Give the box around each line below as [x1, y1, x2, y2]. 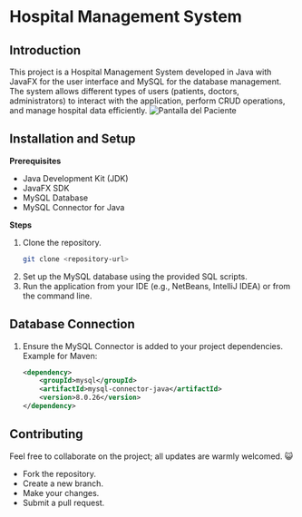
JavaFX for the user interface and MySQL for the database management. [9, 76, 282, 87]
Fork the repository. [22, 468, 97, 479]
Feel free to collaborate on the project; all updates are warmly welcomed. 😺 [9, 451, 294, 462]
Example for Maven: [22, 350, 98, 361]
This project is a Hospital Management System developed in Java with [9, 66, 272, 77]
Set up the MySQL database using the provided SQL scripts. [22, 270, 248, 282]
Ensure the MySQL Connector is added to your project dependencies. [22, 340, 284, 351]
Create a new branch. [22, 478, 104, 489]
